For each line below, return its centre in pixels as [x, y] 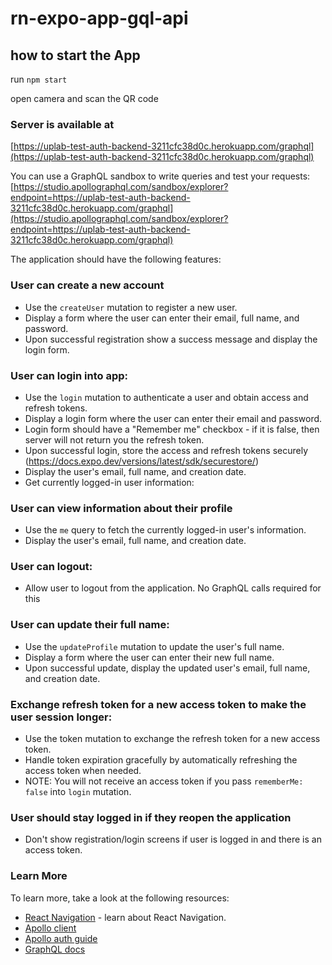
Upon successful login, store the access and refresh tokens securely [166, 450]
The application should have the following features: [116, 259]
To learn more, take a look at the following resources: [120, 898]
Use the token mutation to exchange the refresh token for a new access [172, 739]
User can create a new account [87, 285]
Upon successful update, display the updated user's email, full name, [167, 668]
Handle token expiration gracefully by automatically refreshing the [161, 760]
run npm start [39, 79]
